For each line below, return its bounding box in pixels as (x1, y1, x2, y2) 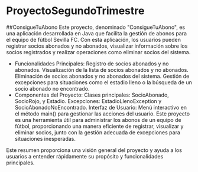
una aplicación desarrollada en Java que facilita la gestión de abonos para (6, 29, 187, 37)
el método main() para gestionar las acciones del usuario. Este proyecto (14, 110, 190, 117)
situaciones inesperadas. (14, 135, 76, 142)
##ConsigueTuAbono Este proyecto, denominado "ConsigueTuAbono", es (6, 24, 185, 31)
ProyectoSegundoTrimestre (6, 4, 145, 18)
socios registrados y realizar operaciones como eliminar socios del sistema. (6, 48, 191, 55)
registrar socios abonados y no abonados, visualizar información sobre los (6, 42, 188, 49)
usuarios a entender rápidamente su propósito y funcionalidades (6, 153, 164, 160)
